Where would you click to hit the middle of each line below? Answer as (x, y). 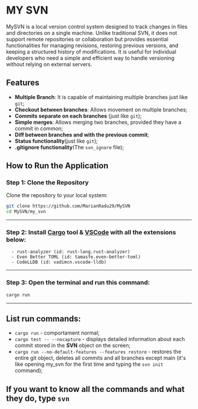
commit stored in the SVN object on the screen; (72, 345)
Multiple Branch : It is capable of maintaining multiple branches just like (101, 97)
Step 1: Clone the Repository (47, 182)
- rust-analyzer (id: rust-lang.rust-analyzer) (71, 252)
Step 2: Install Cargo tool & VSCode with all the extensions (91, 233)
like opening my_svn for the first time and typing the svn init (89, 364)
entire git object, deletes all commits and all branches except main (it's (100, 358)
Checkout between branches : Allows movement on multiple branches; (101, 109)
